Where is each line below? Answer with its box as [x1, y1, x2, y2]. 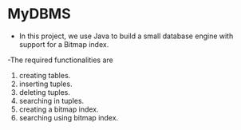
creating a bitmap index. [18, 104, 99, 114]
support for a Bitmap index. [18, 39, 109, 49]
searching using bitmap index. [18, 112, 119, 122]
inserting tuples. [18, 79, 73, 89]
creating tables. [18, 70, 71, 80]
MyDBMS [7, 5, 71, 23]
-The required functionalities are [7, 55, 113, 65]
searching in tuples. [18, 96, 85, 105]
